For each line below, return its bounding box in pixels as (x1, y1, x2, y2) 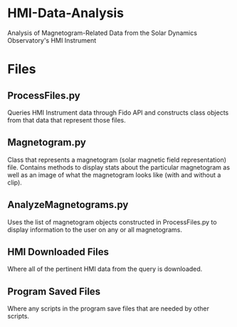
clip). (7, 178, 23, 187)
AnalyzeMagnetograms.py (7, 199, 129, 211)
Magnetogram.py (7, 137, 87, 149)
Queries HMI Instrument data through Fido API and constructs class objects (7, 108, 229, 117)
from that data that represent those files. (7, 115, 126, 124)
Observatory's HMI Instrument (7, 36, 97, 44)
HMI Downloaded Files (7, 246, 109, 258)
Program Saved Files (7, 285, 101, 297)
